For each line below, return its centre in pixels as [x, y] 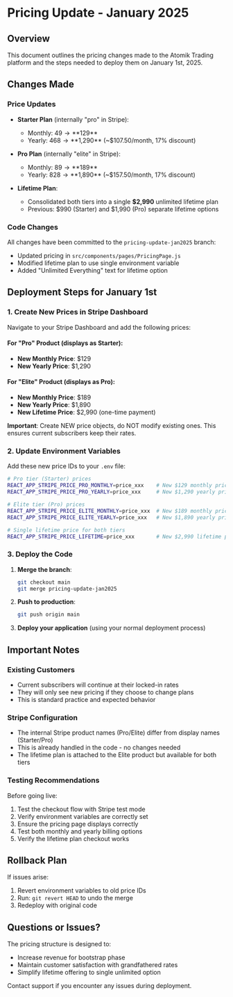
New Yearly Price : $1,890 [54, 405]
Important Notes [43, 649]
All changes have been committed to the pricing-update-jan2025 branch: [112, 242]
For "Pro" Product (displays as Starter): [65, 343]
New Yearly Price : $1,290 [54, 366]
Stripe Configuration [43, 717]
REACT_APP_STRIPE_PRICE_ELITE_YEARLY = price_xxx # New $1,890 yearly [111, 517]
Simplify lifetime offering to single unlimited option [89, 973]
